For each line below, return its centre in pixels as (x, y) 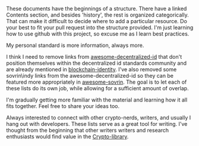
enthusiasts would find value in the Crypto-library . (67, 137)
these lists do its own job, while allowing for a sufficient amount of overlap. (97, 88)
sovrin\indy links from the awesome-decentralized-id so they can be (90, 76)
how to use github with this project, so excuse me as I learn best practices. (98, 34)
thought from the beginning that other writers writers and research (88, 130)
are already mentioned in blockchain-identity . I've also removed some (91, 69)
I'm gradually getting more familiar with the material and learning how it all (97, 100)
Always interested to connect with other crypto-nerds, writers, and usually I (99, 118)
